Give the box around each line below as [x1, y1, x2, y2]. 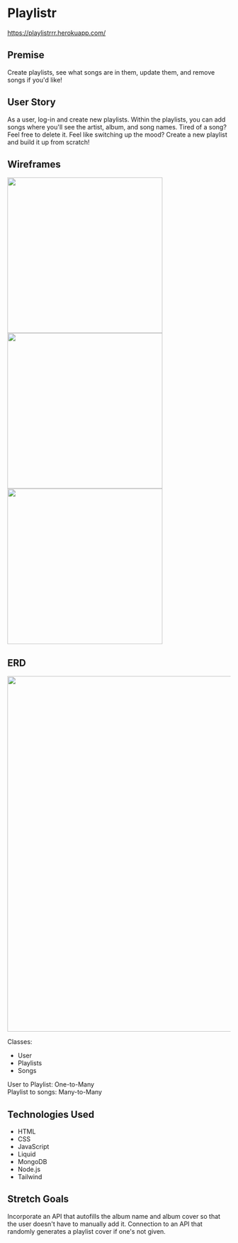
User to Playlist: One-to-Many [7, 1080, 94, 1089]
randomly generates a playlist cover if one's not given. [7, 1227, 166, 1235]
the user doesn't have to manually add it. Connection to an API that [7, 1220, 203, 1228]
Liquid [17, 1150, 36, 1158]
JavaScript [17, 1143, 50, 1151]
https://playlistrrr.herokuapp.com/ [7, 28, 106, 37]
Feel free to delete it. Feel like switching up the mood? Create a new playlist [7, 130, 228, 139]
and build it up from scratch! [7, 137, 90, 146]
